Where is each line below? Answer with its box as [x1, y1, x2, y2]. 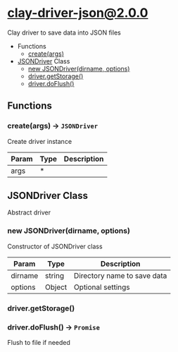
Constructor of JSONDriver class [7, 242, 103, 250]
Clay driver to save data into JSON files [7, 28, 121, 37]
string [44, 270, 65, 280]
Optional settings [73, 282, 130, 292]
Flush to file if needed [7, 338, 70, 346]
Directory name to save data [73, 270, 167, 280]
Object [44, 282, 68, 292]
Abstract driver [7, 208, 51, 217]
